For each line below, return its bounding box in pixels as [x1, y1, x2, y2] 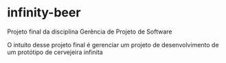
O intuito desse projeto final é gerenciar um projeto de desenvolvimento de [7, 40, 219, 49]
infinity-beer [7, 5, 81, 21]
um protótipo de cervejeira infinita [7, 48, 103, 56]
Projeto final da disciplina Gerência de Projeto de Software [7, 27, 172, 36]
